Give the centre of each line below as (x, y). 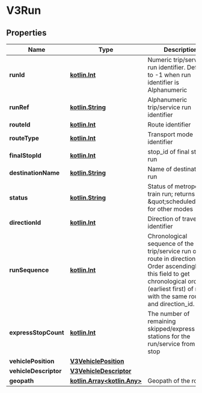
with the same (167, 296)
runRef (19, 107)
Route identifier (169, 124)
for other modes (170, 209)
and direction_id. (171, 304)
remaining (162, 321)
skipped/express (171, 329)
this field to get (169, 274)
